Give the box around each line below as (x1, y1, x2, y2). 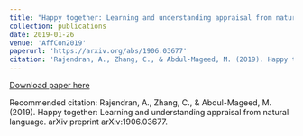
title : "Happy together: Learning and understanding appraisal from (9, 13, 272, 23)
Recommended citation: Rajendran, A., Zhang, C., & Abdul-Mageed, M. (9, 97, 272, 108)
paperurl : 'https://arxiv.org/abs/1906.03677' (9, 47, 188, 56)
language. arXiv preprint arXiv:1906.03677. (9, 116, 169, 127)
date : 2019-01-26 (9, 30, 75, 39)
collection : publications (9, 22, 106, 31)
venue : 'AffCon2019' (9, 38, 87, 48)
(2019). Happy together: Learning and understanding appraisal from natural (9, 107, 289, 117)
